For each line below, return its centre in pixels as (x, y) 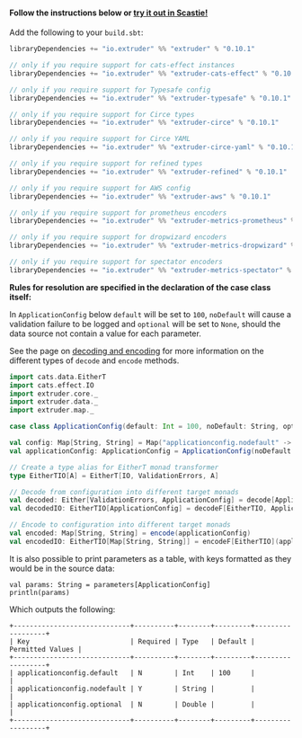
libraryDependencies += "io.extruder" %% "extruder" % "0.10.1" (132, 49)
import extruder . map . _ (52, 410)
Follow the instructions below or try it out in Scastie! (109, 13)
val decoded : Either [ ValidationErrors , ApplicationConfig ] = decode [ (142, 500)
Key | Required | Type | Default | (136, 641)
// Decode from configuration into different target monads (124, 492)
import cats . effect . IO (52, 385)
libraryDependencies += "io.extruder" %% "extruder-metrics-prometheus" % (152, 221)
